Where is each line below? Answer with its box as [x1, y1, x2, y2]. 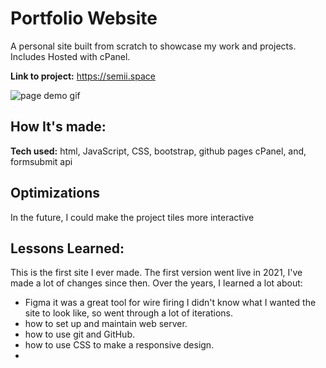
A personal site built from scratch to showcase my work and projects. [10, 40, 297, 52]
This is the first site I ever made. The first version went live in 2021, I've [10, 267, 303, 279]
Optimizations [10, 185, 100, 202]
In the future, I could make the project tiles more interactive [10, 211, 255, 223]
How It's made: [10, 118, 107, 136]
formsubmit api [10, 155, 73, 167]
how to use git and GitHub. [24, 328, 135, 341]
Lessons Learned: [10, 240, 125, 257]
